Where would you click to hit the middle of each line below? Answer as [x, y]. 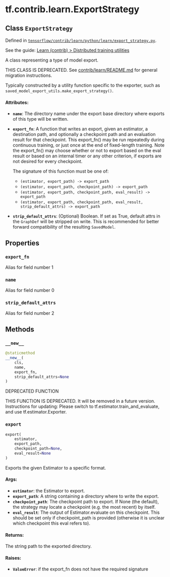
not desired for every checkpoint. [47, 161]
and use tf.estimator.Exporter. [36, 412]
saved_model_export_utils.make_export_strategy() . [59, 91]
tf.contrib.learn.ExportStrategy [72, 9]
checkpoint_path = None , [38, 449]
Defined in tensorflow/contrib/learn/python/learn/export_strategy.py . [81, 40]
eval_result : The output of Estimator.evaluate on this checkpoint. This [86, 512]
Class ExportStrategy [39, 28]
